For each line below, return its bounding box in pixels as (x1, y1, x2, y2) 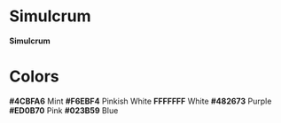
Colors (9, 66, 59, 87)
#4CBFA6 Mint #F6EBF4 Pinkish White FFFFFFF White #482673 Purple (9, 96, 272, 106)
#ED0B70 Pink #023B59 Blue (9, 104, 119, 116)
